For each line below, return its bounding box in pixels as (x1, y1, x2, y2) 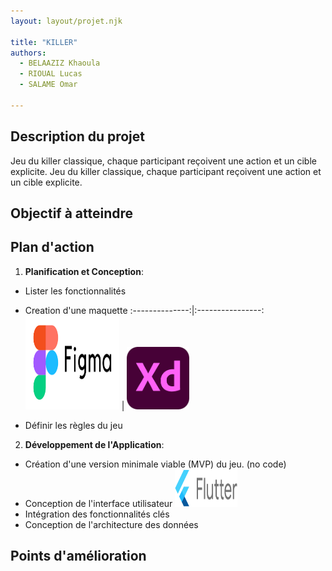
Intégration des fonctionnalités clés (24, 508, 170, 520)
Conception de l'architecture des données (24, 518, 199, 530)
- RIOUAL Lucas (19, 69, 83, 79)
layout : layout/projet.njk (10, 16, 123, 26)
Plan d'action (10, 239, 95, 256)
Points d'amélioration (10, 548, 147, 565)
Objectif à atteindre (10, 205, 134, 222)
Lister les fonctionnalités (24, 285, 127, 297)
